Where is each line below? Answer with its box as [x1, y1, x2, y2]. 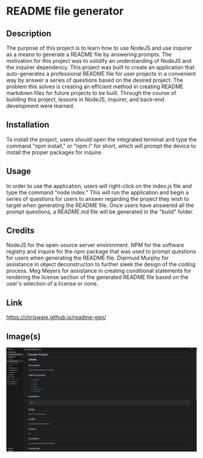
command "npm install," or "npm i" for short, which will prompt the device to [6, 142, 196, 149]
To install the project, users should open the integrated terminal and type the [6, 136, 197, 143]
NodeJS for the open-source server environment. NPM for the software [6, 241, 184, 249]
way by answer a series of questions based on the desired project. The [6, 77, 183, 83]
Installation [6, 120, 50, 130]
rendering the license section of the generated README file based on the [6, 273, 188, 281]
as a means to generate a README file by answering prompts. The [6, 51, 172, 58]
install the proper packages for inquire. [6, 148, 103, 155]
